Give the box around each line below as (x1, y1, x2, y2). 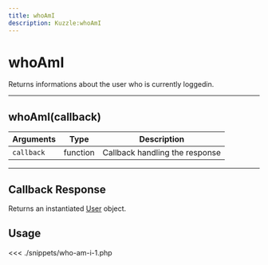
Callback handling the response (102, 147, 222, 158)
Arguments (12, 134, 56, 145)
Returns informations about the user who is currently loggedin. (8, 80, 215, 89)
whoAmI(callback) (8, 110, 101, 123)
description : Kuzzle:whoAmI (8, 19, 102, 27)
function (63, 147, 96, 158)
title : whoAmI (8, 11, 56, 20)
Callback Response (8, 182, 106, 196)
